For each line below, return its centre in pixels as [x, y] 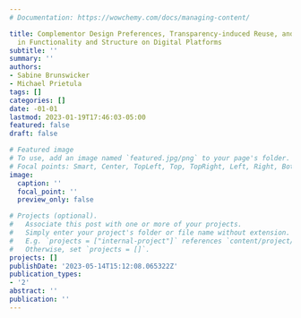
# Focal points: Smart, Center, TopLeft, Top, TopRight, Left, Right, [144, 167]
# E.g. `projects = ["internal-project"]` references [116, 241]
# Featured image [42, 150]
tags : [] [26, 92]
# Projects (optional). [54, 216]
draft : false [34, 134]
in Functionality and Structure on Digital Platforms [120, 42]
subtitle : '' [34, 50]
